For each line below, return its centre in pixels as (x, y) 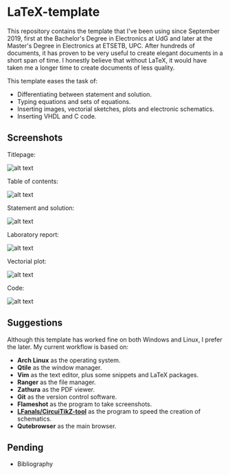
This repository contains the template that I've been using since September (114, 31)
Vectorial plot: (27, 261)
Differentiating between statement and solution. (84, 94)
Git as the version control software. (67, 397)
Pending (25, 447)
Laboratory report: (33, 234)
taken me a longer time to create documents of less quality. (91, 67)
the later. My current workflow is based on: (68, 347)
